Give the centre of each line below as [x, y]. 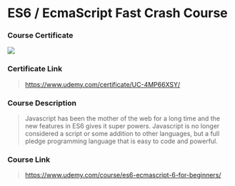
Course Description [42, 103]
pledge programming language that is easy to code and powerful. [121, 141]
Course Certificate [40, 36]
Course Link [29, 160]
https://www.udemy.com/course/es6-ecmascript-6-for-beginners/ [123, 175]
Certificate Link [35, 69]
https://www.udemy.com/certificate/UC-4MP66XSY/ [102, 84]
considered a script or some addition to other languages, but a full [122, 134]
